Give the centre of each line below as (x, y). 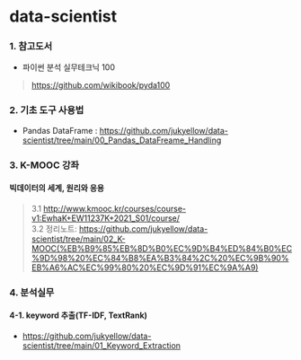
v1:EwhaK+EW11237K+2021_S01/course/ (106, 218)
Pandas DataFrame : (60, 130)
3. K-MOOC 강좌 (44, 165)
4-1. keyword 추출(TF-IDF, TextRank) (79, 315)
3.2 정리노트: (54, 228)
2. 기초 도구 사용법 (47, 110)
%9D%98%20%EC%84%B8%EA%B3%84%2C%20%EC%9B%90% (160, 258)
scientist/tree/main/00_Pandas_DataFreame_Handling (122, 140)
